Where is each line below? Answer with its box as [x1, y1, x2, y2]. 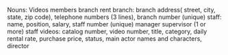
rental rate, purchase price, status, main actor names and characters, [7, 35, 202, 43]
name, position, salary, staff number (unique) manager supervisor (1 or [7, 20, 207, 28]
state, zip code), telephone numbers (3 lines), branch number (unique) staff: [7, 13, 223, 21]
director [7, 42, 29, 50]
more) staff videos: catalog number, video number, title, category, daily [7, 27, 207, 35]
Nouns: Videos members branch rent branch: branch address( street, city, [7, 6, 216, 14]
